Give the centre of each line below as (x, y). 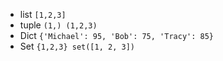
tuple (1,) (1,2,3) (58, 25)
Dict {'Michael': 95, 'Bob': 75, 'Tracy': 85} (117, 35)
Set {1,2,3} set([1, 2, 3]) (77, 46)
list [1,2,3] (43, 14)
